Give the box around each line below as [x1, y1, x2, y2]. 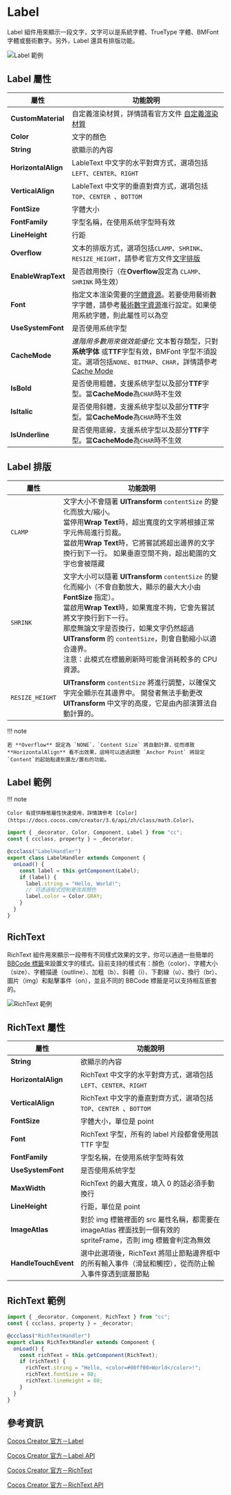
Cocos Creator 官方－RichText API [7, 1481, 104, 1489]
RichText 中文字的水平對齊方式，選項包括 [80, 1070, 214, 1080]
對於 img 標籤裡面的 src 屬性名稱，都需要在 [80, 1215, 221, 1225]
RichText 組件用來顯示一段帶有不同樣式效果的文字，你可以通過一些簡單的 [7, 950, 214, 959]
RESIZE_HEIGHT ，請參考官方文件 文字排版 [71, 253, 201, 263]
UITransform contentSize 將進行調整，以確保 [63, 677, 210, 687]
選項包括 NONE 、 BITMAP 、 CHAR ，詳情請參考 [85, 357, 218, 366]
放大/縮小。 [76, 507, 115, 516]
